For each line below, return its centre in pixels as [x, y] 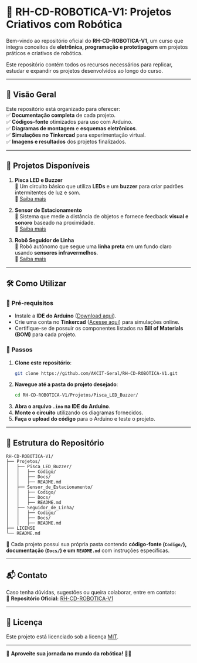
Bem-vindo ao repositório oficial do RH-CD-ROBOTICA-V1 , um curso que [95, 40]
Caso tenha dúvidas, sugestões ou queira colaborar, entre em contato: [91, 592]
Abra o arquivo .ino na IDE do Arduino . [62, 407]
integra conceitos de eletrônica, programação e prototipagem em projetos [97, 47]
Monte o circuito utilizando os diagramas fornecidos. [79, 412]
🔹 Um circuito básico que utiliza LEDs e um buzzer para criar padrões [99, 186]
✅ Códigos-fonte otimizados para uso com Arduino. [69, 121]
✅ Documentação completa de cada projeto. [61, 115]
